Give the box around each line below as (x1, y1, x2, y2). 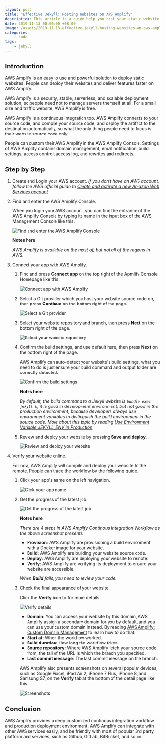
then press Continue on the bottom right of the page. (19, 301, 128, 307)
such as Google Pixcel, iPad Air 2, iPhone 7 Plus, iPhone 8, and (19, 671, 147, 676)
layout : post (5, 7, 32, 12)
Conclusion (5, 705, 41, 713)
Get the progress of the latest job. (19, 496, 88, 503)
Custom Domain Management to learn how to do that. (27, 629, 136, 636)
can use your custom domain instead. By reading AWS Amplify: (27, 624, 155, 630)
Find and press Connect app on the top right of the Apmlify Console (19, 271, 158, 277)
